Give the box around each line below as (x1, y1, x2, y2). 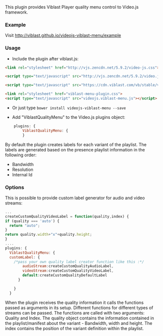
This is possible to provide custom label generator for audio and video (5, 195, 145, 201)
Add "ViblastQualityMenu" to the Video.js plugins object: (12, 114, 125, 120)
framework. (5, 9, 28, 15)
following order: (5, 152, 37, 158)
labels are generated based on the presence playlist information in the (5, 147, 145, 152)
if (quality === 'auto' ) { (5, 219, 60, 224)
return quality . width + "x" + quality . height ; (5, 232, 92, 237)
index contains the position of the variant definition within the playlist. (5, 325, 144, 331)
